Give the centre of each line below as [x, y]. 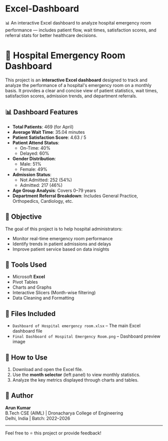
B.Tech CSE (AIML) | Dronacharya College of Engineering [64, 413]
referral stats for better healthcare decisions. [51, 35]
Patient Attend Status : [36, 142]
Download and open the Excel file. [48, 369]
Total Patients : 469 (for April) [43, 127]
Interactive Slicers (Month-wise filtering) [54, 293]
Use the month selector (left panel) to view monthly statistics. [76, 375]
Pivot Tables [25, 282]
